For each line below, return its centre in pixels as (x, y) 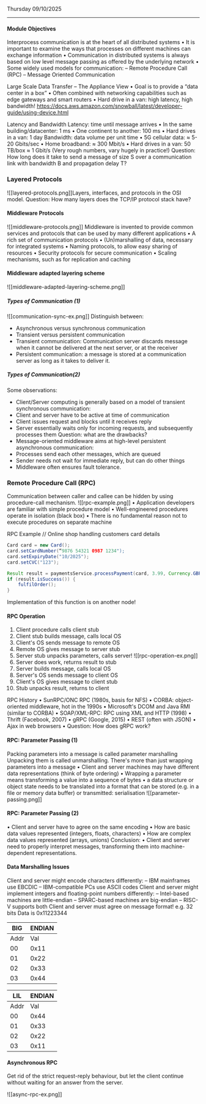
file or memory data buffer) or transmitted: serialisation (76, 793)
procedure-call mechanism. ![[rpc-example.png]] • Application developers (101, 503)
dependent (21, 852)
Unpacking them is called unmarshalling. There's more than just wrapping (100, 760)
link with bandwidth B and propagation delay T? (67, 163)
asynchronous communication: (55, 447)
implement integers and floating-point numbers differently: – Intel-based (98, 893)
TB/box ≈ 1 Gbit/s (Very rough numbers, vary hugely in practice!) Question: (101, 151)
